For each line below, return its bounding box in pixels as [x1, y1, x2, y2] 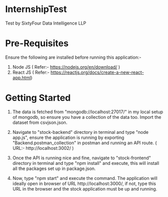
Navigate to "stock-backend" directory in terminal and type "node [12, 129, 149, 135]
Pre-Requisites [5, 38, 69, 49]
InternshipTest [5, 4, 67, 15]
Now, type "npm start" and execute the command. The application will [12, 175, 158, 181]
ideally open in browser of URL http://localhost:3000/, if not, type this [12, 180, 156, 186]
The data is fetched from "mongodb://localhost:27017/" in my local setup [12, 109, 163, 115]
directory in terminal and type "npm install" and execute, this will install [12, 160, 159, 166]
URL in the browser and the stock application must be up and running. [12, 185, 157, 191]
